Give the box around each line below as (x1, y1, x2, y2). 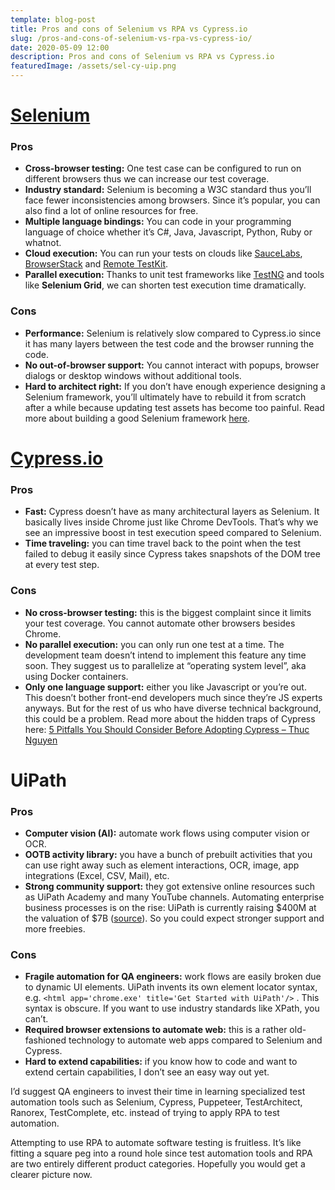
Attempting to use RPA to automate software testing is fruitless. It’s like (10, 1137, 302, 1149)
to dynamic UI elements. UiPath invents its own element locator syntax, (24, 981, 318, 993)
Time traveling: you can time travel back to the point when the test (24, 537, 302, 550)
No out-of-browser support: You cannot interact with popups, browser (24, 359, 320, 371)
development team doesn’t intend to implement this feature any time (24, 649, 307, 661)
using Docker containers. (24, 670, 129, 682)
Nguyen (24, 734, 58, 746)
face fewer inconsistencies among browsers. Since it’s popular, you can (24, 194, 321, 206)
